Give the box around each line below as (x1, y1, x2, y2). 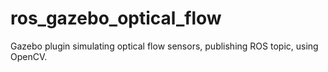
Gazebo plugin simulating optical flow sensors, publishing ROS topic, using (10, 40, 319, 52)
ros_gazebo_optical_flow (10, 7, 222, 30)
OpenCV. (10, 50, 48, 62)
